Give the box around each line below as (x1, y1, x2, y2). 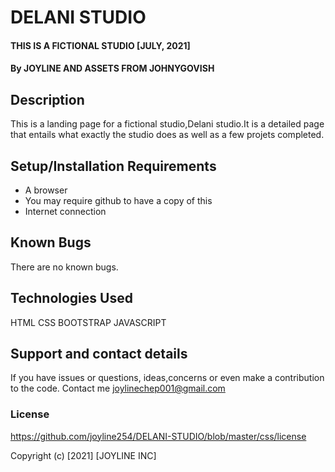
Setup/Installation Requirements (10, 157, 217, 175)
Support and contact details (10, 346, 188, 363)
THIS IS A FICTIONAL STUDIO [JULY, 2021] (10, 39, 191, 51)
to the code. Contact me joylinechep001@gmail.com (10, 382, 226, 395)
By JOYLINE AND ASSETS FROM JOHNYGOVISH (10, 62, 215, 75)
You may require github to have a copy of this (24, 195, 213, 206)
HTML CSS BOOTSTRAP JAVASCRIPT (10, 316, 167, 328)
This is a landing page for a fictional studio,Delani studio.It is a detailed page (10, 118, 325, 130)
